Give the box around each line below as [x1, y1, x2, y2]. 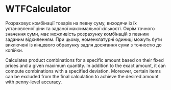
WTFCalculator [5, 3, 71, 15]
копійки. [5, 47, 23, 53]
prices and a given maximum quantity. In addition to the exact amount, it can [5, 62, 166, 69]
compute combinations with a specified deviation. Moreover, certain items [5, 67, 161, 74]
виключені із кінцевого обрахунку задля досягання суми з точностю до [5, 41, 162, 48]
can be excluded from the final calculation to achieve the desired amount [5, 73, 159, 79]
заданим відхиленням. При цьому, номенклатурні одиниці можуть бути [5, 36, 162, 42]
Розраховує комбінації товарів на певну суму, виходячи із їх [5, 20, 137, 26]
